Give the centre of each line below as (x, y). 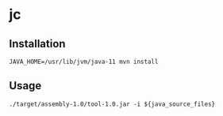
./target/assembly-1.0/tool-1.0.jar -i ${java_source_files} (112, 104)
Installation (37, 44)
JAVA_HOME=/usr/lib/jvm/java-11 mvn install (84, 62)
